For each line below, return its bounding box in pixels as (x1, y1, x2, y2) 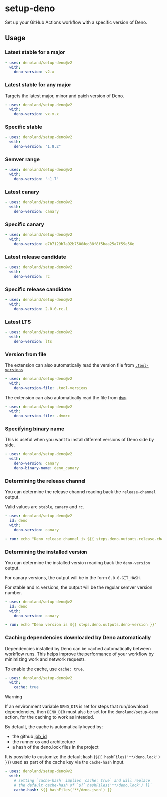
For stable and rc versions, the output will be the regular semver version (5, 584, 153, 590)
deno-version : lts (14, 339, 52, 344)
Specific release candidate (5, 286, 71, 293)
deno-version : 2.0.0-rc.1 (14, 306, 68, 311)
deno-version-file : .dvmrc (14, 413, 70, 419)
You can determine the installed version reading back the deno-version (5, 559, 150, 565)
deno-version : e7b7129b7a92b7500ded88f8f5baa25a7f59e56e (14, 241, 135, 246)
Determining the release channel (5, 477, 86, 484)
